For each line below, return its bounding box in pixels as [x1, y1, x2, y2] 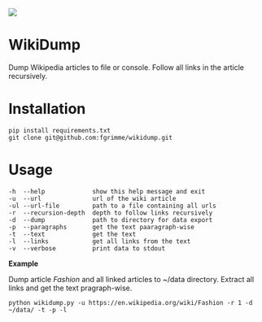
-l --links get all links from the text [8, 237, 191, 246]
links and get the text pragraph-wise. [8, 283, 133, 293]
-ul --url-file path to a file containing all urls [8, 202, 217, 210]
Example [8, 259, 39, 268]
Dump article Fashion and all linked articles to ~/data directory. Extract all [8, 274, 255, 284]
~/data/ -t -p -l [8, 306, 68, 314]
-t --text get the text [8, 230, 137, 238]
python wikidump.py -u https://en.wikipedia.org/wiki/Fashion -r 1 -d [8, 298, 253, 307]
